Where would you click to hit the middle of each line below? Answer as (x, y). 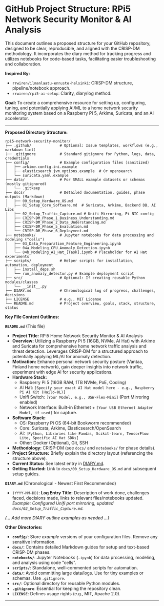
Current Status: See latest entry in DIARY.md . (58, 463)
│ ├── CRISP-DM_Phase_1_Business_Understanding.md (60, 218)
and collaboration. (23, 64)
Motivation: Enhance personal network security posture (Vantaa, (78, 362)
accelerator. (17, 118)
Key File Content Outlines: (32, 317)
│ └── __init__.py (26, 286)
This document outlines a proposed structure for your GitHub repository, (78, 43)
